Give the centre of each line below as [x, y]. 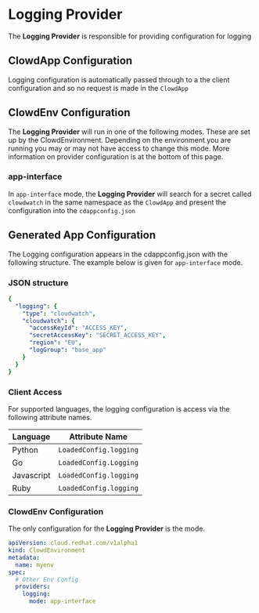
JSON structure [38, 282]
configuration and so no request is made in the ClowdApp [99, 88]
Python [25, 450]
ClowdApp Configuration [70, 61]
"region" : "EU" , [55, 343]
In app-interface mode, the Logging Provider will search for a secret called [130, 194]
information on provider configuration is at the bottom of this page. [116, 156]
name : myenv [35, 565]
